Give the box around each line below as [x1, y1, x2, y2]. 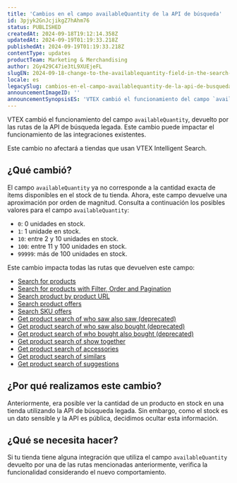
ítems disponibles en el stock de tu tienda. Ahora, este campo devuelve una [7, 190, 228, 199]
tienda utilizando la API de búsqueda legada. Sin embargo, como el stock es [7, 406, 229, 414]
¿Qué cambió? [7, 164, 73, 177]
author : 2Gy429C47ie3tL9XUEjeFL [7, 63, 102, 70]
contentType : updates [7, 50, 71, 57]
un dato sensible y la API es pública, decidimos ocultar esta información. [7, 414, 219, 422]
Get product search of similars [17, 351, 106, 361]
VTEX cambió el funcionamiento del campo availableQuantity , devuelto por [7, 115, 229, 124]
